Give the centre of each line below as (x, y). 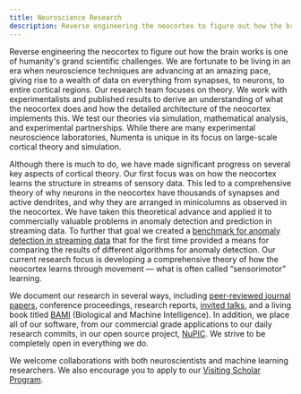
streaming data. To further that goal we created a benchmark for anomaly (145, 230)
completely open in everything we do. (79, 343)
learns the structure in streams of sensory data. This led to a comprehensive (150, 183)
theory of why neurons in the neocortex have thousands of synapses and (145, 193)
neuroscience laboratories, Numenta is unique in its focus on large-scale (143, 137)
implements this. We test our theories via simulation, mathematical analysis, (149, 118)
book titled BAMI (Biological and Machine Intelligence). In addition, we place (150, 314)
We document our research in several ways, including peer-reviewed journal (150, 295)
